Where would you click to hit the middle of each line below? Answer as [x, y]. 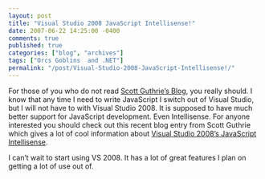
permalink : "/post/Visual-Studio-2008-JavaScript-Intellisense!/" [122, 68]
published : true [35, 46]
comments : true [34, 38]
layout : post [30, 16]
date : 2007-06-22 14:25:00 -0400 [64, 31]
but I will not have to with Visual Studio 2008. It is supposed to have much [130, 108]
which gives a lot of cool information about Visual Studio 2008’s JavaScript [132, 133]
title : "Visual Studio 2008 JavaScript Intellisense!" [102, 23]
